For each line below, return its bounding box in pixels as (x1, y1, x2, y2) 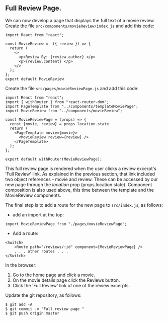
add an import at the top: (12, 211, 64, 218)
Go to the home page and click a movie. (12, 272, 96, 278)
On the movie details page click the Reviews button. (12, 277, 120, 283)
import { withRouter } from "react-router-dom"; (5, 99, 109, 105)
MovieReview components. (5, 192, 61, 198)
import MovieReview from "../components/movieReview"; (5, 108, 123, 113)
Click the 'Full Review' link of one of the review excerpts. (12, 282, 130, 288)
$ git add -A (5, 302, 33, 307)
